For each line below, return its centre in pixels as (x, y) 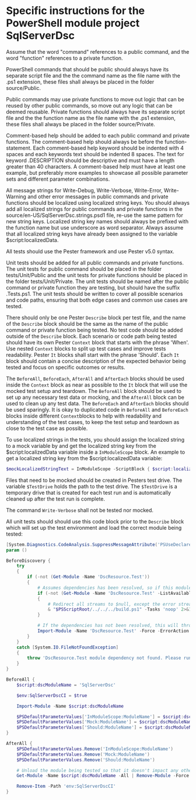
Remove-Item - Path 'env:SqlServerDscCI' (66, 787)
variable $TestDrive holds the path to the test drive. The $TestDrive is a (92, 486)
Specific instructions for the (75, 11)
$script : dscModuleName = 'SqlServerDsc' (66, 685)
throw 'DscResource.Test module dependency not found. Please (104, 658)
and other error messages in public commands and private (98, 196)
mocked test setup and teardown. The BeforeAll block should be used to (94, 391)
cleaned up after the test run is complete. (56, 499)
